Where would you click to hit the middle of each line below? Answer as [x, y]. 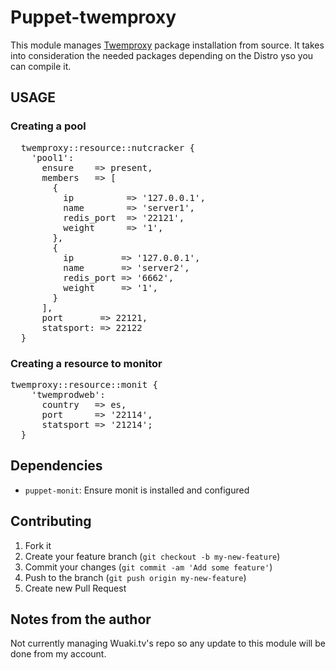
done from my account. [58, 654]
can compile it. [41, 66]
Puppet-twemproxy [93, 17]
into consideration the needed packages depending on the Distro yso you [162, 55]
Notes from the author [81, 619]
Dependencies [56, 466]
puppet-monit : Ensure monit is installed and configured [137, 490]
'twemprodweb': [68, 394]
